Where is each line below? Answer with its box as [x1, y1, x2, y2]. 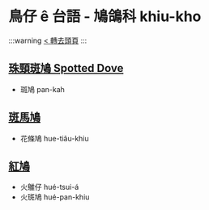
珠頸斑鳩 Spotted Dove [8, 61, 124, 75]
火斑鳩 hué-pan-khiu [19, 192, 90, 202]
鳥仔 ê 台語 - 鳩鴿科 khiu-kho [8, 7, 202, 26]
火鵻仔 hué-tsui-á [19, 183, 79, 192]
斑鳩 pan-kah [19, 84, 65, 94]
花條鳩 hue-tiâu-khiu [19, 133, 89, 143]
